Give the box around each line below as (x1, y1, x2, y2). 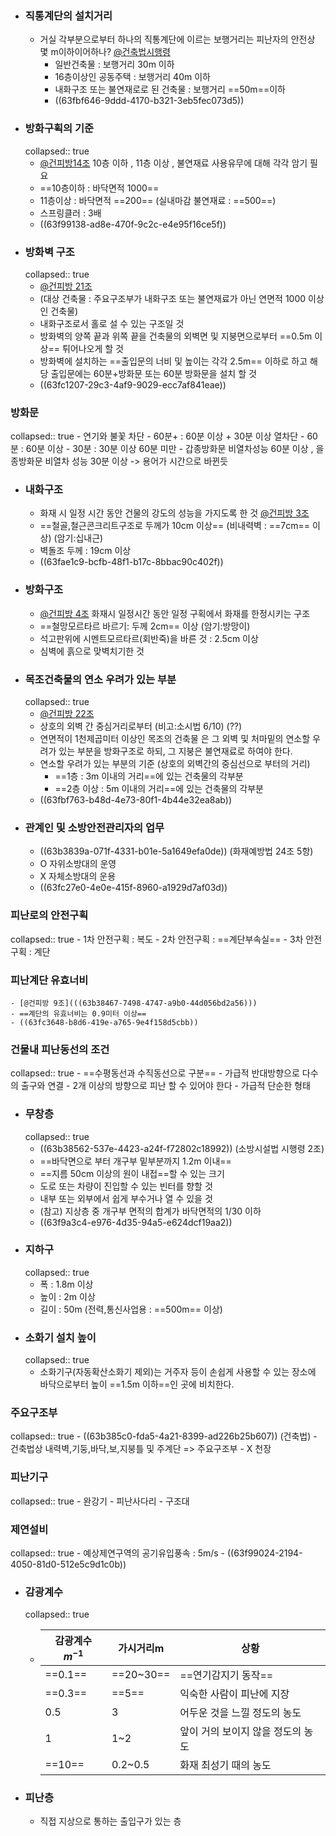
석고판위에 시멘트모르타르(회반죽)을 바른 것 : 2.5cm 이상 (39, 632, 259, 644)
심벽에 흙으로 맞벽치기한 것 (39, 645, 145, 657)
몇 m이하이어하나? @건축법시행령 (39, 46, 171, 58)
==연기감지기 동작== (179, 1668, 274, 1682)
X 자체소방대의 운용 (39, 870, 117, 882)
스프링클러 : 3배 (39, 207, 102, 219)
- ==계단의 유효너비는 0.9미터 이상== (10, 1008, 147, 1019)
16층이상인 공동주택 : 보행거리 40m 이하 (54, 71, 211, 83)
